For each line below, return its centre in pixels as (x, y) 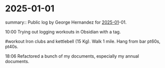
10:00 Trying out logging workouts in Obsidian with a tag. (63, 32)
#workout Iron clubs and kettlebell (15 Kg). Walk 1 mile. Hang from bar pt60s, (83, 41)
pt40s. (12, 46)
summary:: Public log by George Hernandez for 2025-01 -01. (66, 22)
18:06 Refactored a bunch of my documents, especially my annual (72, 56)
